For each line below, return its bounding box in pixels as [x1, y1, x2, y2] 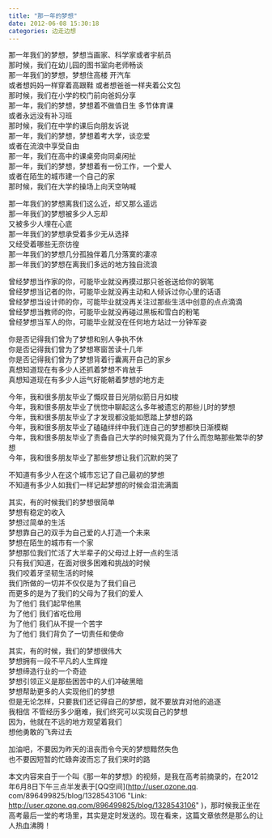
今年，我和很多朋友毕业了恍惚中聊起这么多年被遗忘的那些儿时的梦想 [8, 402, 236, 412]
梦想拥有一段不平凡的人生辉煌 [8, 657, 108, 666]
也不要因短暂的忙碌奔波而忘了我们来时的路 [8, 755, 151, 764]
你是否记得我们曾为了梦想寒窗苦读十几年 [8, 345, 143, 355]
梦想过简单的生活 [8, 517, 66, 527]
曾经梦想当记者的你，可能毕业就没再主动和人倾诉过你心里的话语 [8, 287, 221, 296]
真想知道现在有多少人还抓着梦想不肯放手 [8, 365, 143, 375]
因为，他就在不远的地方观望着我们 [8, 717, 122, 727]
